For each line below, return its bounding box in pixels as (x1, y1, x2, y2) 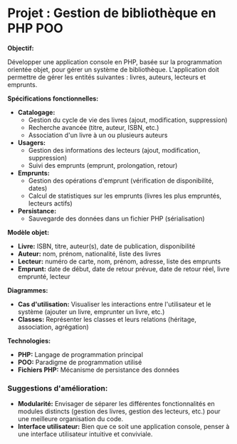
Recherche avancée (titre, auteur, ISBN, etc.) (28, 123, 159, 131)
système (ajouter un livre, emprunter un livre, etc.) (17, 307, 165, 316)
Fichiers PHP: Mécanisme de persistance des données (17, 365, 180, 374)
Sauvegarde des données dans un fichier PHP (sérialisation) (28, 214, 205, 223)
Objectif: (7, 44, 34, 52)
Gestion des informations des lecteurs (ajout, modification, (28, 146, 201, 154)
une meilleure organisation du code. (17, 415, 123, 423)
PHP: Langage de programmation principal (17, 350, 144, 358)
